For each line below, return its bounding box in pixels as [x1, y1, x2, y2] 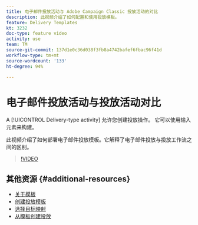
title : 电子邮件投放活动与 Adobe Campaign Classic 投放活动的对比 [6, 8, 159, 15]
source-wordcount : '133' [6, 58, 67, 64]
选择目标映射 [14, 206, 46, 213]
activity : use [6, 36, 41, 42]
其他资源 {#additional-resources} [6, 174, 131, 184]
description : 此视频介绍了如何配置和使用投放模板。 [6, 14, 120, 20]
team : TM [6, 42, 28, 48]
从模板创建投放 [14, 213, 51, 220]
